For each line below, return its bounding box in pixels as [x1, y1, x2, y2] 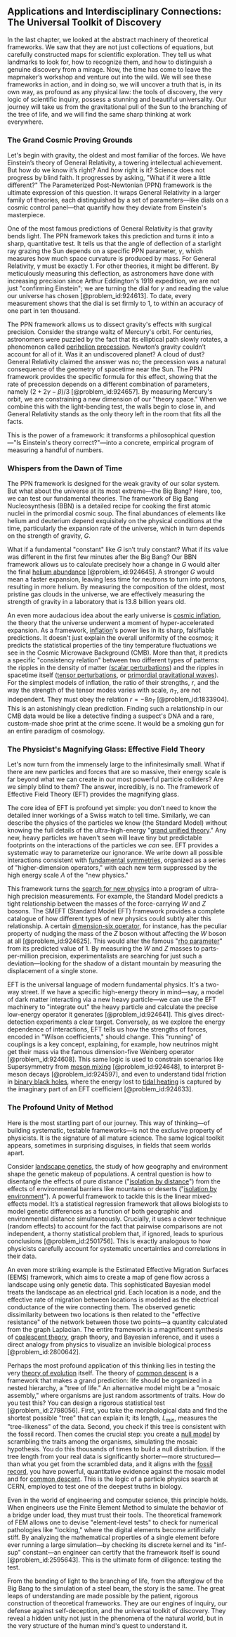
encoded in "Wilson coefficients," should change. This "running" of [7, 1033, 202, 1041]
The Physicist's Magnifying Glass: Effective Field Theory [7, 744, 205, 754]
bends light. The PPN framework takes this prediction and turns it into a [7, 232, 214, 240]
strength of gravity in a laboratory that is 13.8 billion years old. [7, 598, 186, 606]
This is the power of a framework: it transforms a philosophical [7, 431, 189, 439]
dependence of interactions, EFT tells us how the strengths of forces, [7, 1025, 209, 1034]
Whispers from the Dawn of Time [7, 463, 123, 473]
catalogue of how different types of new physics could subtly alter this [7, 914, 212, 923]
